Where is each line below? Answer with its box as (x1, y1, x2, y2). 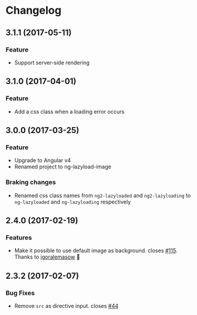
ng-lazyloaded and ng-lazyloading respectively (14, 198, 131, 205)
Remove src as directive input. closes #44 (14, 302, 119, 309)
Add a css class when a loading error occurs (14, 108, 125, 115)
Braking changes (5, 178, 56, 186)
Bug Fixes (5, 289, 35, 297)
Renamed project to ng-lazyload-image (14, 163, 111, 171)
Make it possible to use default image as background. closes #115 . (14, 247, 178, 255)
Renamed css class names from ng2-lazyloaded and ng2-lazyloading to (14, 192, 191, 199)
